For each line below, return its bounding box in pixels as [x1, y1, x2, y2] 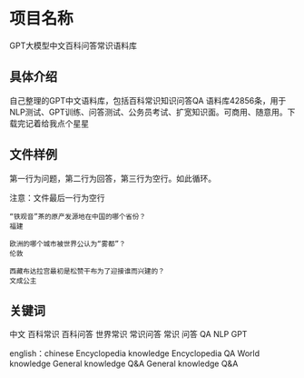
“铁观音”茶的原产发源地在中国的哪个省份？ [9, 212, 147, 221]
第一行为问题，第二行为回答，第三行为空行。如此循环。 [9, 173, 216, 184]
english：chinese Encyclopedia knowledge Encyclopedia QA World [9, 348, 260, 359]
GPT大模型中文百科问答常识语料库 [9, 40, 138, 51]
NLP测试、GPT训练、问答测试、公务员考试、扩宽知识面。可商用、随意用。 [9, 106, 288, 117]
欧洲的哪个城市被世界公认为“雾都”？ [9, 239, 126, 248]
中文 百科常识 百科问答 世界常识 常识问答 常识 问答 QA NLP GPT [9, 329, 248, 340]
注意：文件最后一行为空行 [9, 192, 105, 203]
